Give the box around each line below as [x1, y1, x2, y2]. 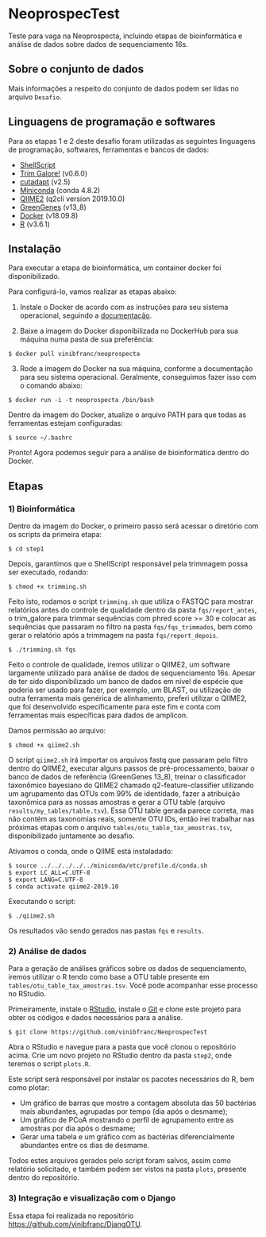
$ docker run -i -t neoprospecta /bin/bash [8, 396, 155, 404]
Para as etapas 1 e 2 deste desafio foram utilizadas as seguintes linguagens [8, 136, 256, 145]
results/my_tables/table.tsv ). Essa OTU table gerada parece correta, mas [8, 806, 254, 815]
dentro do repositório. [8, 1173, 79, 1182]
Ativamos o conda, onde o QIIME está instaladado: [8, 847, 173, 856]
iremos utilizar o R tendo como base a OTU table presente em [8, 972, 210, 982]
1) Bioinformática [8, 503, 75, 514]
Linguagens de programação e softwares [8, 115, 216, 129]
